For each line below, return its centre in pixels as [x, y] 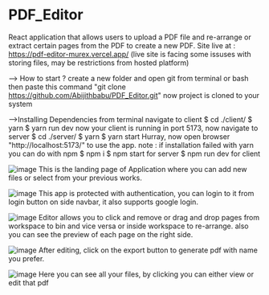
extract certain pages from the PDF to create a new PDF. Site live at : [122, 45]
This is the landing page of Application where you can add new [143, 169]
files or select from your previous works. [75, 178]
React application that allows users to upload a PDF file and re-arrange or [130, 37]
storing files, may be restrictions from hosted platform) [99, 63]
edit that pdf [29, 282]
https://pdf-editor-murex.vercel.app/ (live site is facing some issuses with [130, 54]
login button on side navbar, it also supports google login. [104, 202]
